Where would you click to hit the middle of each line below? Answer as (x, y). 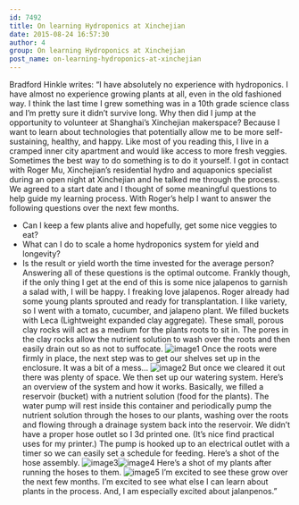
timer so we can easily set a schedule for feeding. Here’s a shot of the (150, 453)
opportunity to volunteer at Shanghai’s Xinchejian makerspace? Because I (145, 122)
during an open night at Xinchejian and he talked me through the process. (145, 179)
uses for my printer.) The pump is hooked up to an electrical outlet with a (156, 444)
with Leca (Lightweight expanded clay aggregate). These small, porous (153, 320)
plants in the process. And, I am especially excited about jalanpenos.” (149, 491)
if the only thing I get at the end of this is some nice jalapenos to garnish (155, 282)
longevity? (41, 254)
